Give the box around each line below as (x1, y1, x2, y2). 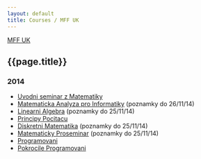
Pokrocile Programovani (17, 144, 86, 153)
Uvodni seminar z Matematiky (17, 92, 103, 101)
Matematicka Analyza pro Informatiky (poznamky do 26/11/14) (17, 100, 195, 108)
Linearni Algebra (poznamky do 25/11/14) (17, 107, 135, 115)
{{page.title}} (7, 56, 67, 67)
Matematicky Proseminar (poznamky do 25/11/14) (17, 129, 159, 137)
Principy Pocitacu (17, 115, 68, 123)
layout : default (7, 10, 54, 17)
